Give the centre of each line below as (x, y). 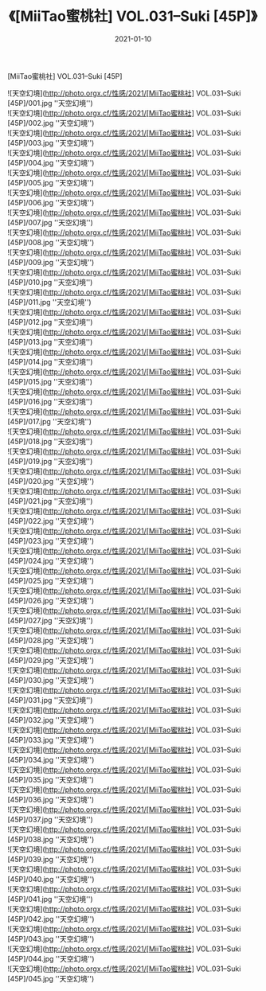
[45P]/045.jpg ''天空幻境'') (51, 978)
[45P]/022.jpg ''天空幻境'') (51, 521)
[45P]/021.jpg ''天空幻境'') (50, 501)
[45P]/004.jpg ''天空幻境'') (51, 162)
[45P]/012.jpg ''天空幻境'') (50, 322)
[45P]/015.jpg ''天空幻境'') (50, 381)
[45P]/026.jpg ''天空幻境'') (51, 600)
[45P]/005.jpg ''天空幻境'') (51, 182)
